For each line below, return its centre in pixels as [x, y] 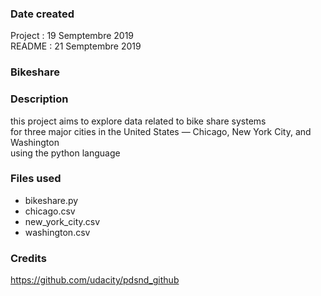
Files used [36, 179]
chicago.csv [50, 211]
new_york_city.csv [62, 221]
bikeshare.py [51, 200]
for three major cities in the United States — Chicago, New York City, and [161, 131]
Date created [42, 14]
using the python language [65, 153]
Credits [28, 258]
